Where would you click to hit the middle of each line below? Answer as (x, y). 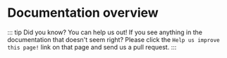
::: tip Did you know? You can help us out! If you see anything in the (105, 32)
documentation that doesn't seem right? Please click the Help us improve (114, 39)
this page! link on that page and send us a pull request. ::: (92, 47)
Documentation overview (83, 13)
